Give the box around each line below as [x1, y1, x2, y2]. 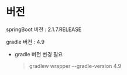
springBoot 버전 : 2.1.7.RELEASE [6, 26, 82, 33]
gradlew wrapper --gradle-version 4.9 [29, 62, 122, 69]
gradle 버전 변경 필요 [14, 50, 63, 57]
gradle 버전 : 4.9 [6, 38, 45, 45]
